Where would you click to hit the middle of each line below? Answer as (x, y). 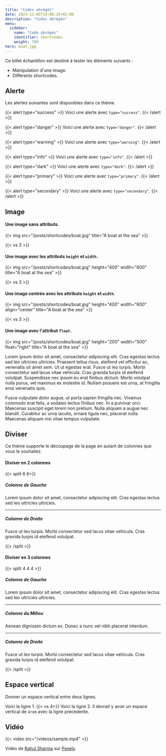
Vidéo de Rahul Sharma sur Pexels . (41, 749)
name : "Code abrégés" (36, 33)
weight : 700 (26, 42)
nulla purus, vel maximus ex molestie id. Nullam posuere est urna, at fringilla (83, 383)
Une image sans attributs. (32, 224)
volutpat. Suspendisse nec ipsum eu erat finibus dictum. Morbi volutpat (78, 378)
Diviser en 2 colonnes (28, 463)
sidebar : (19, 28)
